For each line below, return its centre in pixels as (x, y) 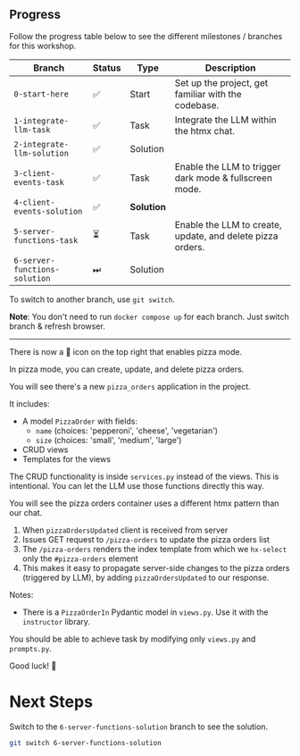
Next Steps (51, 701)
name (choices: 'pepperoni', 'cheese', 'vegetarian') (127, 430)
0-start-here (42, 94)
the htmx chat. (204, 130)
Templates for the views (67, 458)
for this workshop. (43, 46)
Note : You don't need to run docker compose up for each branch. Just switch (149, 316)
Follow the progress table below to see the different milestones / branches (146, 36)
